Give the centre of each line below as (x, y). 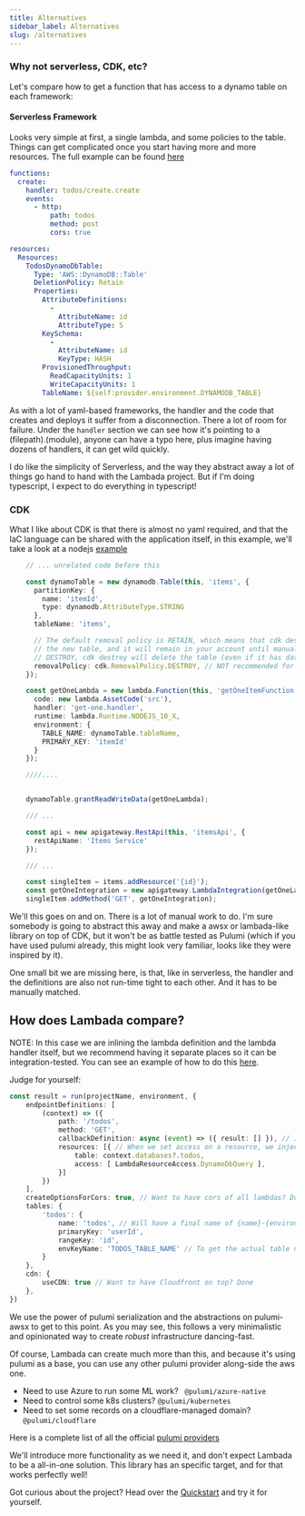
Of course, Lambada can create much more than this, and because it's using (152, 1354)
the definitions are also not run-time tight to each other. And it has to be (143, 982)
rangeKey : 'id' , (89, 1240)
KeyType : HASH (84, 359)
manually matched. (45, 992)
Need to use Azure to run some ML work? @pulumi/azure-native (144, 1390)
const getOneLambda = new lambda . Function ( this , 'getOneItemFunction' (162, 691)
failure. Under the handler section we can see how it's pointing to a (135, 430)
